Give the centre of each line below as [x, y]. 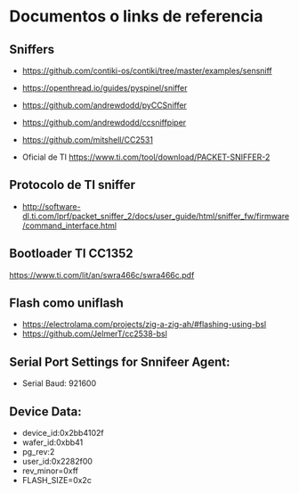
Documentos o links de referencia [137, 16]
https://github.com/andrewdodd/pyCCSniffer [104, 105]
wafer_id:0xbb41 [53, 442]
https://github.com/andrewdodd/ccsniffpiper [104, 123]
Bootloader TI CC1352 [71, 254]
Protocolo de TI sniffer [73, 185]
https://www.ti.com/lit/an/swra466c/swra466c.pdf [102, 275]
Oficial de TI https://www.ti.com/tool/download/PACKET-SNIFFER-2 [146, 157]
